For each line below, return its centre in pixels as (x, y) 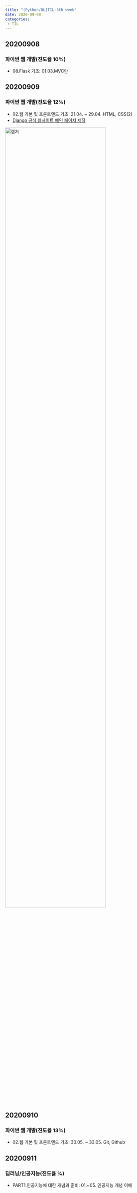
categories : (17, 19)
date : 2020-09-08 (23, 14)
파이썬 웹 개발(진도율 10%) (36, 59)
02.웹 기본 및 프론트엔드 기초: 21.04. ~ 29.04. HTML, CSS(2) (72, 114)
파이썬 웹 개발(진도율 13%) (35, 1130)
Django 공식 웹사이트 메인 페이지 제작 (49, 120)
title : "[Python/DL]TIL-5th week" (41, 10)
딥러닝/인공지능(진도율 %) (35, 1174)
